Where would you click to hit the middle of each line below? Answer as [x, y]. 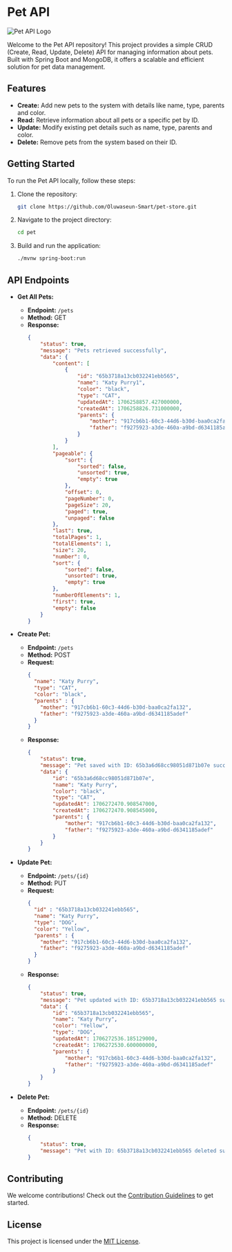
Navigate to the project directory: [64, 220]
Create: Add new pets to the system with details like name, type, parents [121, 105]
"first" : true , [74, 601]
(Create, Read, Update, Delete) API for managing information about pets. [110, 52]
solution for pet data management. [56, 67]
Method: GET [47, 317]
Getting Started [41, 164]
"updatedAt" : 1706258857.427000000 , [130, 402]
